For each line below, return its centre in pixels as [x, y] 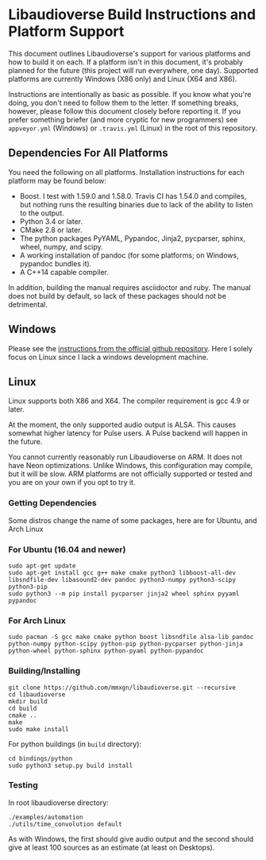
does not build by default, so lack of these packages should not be [117, 296]
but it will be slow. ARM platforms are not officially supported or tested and [130, 474]
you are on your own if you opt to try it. [72, 482]
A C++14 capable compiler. [64, 272]
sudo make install [39, 729]
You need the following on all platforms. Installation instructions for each [126, 172]
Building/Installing [44, 671]
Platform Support [66, 31]
